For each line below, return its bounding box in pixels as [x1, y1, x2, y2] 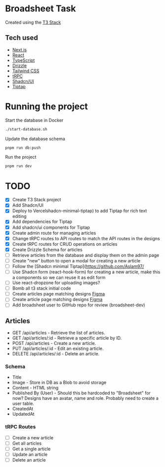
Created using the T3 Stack [5, 19, 61, 25]
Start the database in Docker [5, 117, 64, 123]
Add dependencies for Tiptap [12, 218, 73, 225]
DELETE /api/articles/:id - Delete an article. [12, 351, 100, 357]
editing [12, 213, 27, 219]
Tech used [5, 34, 38, 42]
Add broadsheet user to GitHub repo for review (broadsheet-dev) [12, 302, 145, 308]
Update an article [12, 451, 48, 457]
